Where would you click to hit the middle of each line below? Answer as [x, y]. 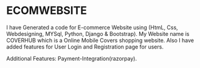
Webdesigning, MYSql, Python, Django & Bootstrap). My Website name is [98, 33]
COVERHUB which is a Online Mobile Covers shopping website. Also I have [100, 40]
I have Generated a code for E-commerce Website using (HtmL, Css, [92, 27]
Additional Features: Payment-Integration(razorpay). [72, 58]
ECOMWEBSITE [47, 11]
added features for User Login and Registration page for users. [85, 47]
